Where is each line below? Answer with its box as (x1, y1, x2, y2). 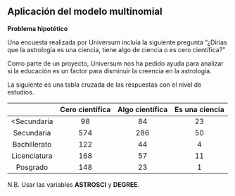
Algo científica (117, 104, 168, 114)
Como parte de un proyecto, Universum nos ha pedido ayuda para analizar (7, 59, 224, 68)
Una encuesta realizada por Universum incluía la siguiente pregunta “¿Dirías (7, 38, 227, 47)
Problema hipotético (7, 24, 68, 32)
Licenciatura (11, 151, 53, 161)
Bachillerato (12, 139, 52, 149)
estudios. (7, 87, 34, 96)
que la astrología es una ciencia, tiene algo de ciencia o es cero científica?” (7, 45, 226, 54)
